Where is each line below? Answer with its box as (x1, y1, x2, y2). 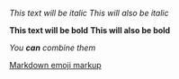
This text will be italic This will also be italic (9, 8, 169, 18)
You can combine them (9, 42, 96, 53)
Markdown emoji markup (9, 60, 102, 70)
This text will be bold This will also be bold (9, 25, 171, 35)
